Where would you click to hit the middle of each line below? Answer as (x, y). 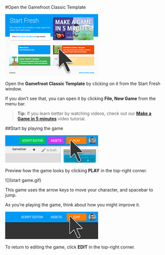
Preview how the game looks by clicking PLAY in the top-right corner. (76, 170)
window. (14, 89)
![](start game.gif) (23, 180)
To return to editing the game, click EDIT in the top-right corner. (70, 247)
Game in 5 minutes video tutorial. (51, 119)
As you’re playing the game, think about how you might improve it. (73, 205)
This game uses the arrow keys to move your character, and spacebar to (79, 190)
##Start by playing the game (34, 128)
